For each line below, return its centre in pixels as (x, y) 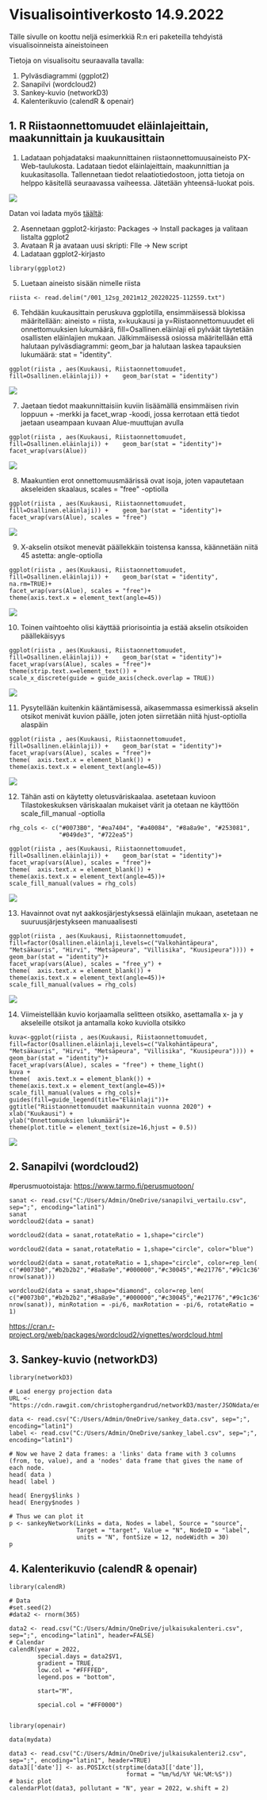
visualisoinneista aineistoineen (59, 44)
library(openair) (38, 1726)
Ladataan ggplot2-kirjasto (63, 254)
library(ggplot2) (38, 268)
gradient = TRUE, (66, 1663)
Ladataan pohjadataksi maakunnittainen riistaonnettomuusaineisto (128, 157)
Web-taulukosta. (48, 166)
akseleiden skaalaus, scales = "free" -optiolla (94, 489)
